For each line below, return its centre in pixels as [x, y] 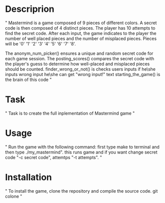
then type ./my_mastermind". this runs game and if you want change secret [81, 152]
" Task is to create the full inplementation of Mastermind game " [70, 113]
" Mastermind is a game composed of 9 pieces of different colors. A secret [81, 23]
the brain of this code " [28, 80]
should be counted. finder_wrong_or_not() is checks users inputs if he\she [81, 69]
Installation [29, 177]
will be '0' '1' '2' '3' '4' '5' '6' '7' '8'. [41, 43]
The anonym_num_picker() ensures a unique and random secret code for [79, 53]
